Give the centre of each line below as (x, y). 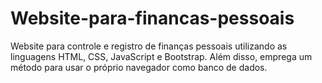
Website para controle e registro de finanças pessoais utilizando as (149, 46)
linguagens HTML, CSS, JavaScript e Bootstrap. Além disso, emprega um (161, 56)
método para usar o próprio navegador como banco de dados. (139, 67)
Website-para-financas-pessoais (152, 18)
